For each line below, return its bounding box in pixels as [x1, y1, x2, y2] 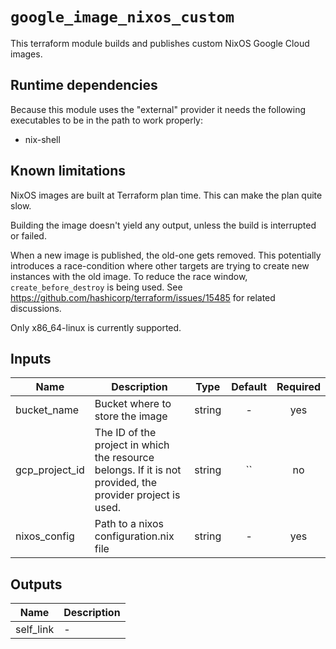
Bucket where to [94, 397, 172, 411]
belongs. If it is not [94, 463, 182, 477]
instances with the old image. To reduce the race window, [10, 270, 248, 282]
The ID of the [94, 426, 157, 440]
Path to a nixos [94, 517, 165, 531]
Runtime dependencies [10, 77, 158, 94]
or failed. [10, 229, 47, 242]
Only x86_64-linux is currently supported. [10, 321, 182, 333]
